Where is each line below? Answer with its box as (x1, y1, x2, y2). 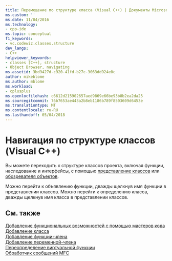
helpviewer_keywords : (5, 55, 52, 61)
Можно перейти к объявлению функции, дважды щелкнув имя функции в (5, 183, 166, 189)
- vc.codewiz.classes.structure (5, 41, 74, 46)
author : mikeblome (5, 74, 45, 79)
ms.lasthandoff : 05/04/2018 (5, 112, 66, 118)
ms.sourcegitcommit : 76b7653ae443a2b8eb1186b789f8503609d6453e (5, 98, 143, 103)
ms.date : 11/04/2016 (5, 17, 50, 22)
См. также (5, 209, 41, 218)
